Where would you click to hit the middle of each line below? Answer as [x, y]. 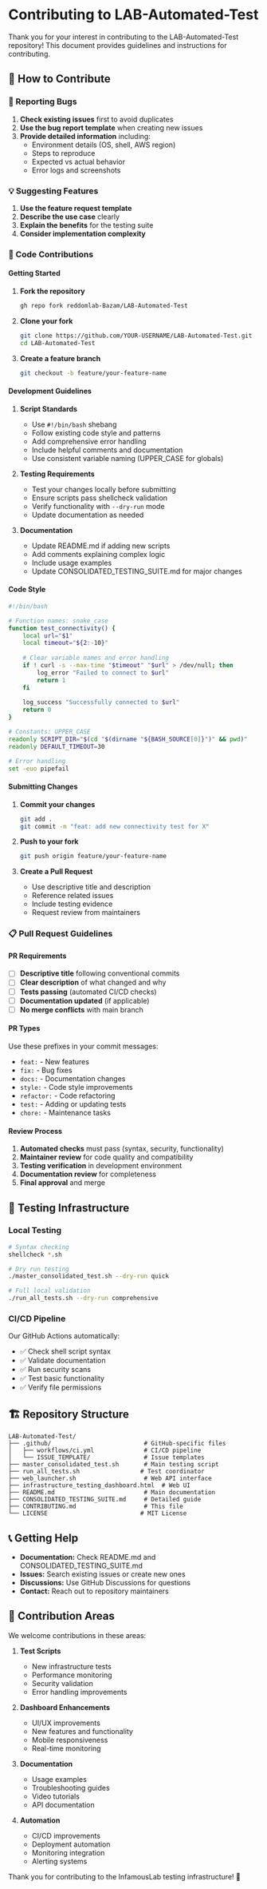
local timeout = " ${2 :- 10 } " [66, 643]
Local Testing [35, 1231]
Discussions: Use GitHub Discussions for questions [105, 1582]
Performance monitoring [72, 1675]
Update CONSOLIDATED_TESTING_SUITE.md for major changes [137, 571]
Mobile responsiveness [70, 1740]
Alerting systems [59, 1861]
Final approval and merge [63, 1183]
